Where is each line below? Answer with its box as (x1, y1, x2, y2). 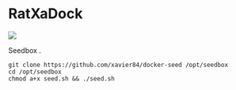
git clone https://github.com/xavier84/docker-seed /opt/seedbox (8, 61, 228, 69)
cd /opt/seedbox (8, 68, 62, 76)
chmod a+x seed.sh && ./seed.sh (8, 74, 115, 83)
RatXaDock (8, 5, 83, 23)
